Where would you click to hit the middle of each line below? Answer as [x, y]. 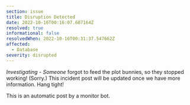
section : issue [25, 11]
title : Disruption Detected [41, 17]
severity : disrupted [32, 55]
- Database [25, 50]
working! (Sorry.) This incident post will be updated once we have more [93, 78]
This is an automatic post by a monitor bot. [58, 96]
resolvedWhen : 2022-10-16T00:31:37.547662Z [61, 39]
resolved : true [25, 28]
